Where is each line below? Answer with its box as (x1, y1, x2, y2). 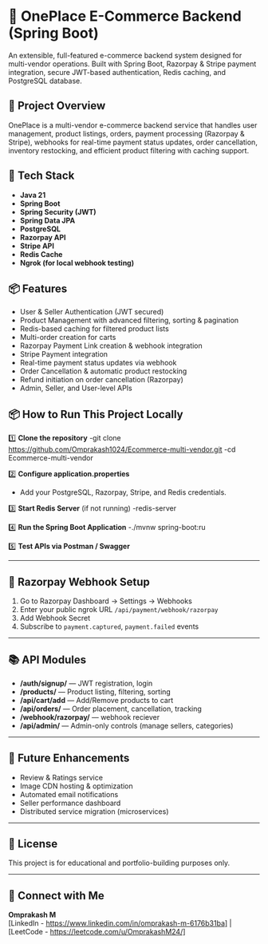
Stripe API (19, 241, 54, 251)
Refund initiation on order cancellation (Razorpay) (19, 375, 183, 385)
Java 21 (19, 190, 46, 199)
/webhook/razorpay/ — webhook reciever (19, 712, 160, 721)
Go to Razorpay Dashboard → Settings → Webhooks (19, 596, 193, 606)
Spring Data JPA (19, 215, 76, 225)
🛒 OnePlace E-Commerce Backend (8, 7, 242, 26)
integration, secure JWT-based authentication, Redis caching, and (8, 67, 226, 77)
